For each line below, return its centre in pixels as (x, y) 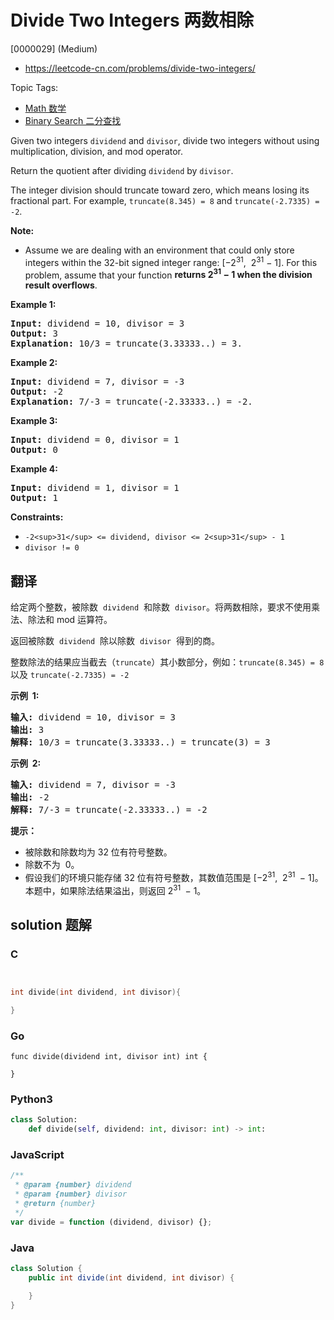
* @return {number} (55, 1204)
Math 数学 (45, 108)
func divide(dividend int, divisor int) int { (109, 1057)
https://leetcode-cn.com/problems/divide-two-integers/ (140, 68)
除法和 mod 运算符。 (70, 620)
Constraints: (37, 517)
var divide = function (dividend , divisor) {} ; (111, 1222)
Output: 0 (34, 450)
